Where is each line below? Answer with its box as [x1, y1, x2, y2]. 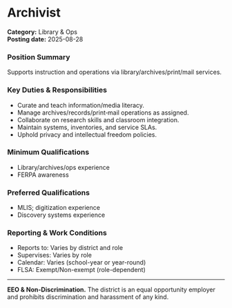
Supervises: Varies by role [17, 251, 92, 260]
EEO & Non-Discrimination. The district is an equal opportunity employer [7, 285, 215, 294]
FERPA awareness [17, 171, 69, 179]
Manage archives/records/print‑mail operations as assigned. [17, 108, 189, 117]
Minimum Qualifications [7, 147, 90, 157]
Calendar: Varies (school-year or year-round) [17, 258, 146, 267]
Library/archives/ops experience [17, 163, 110, 171]
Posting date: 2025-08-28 [7, 35, 84, 43]
